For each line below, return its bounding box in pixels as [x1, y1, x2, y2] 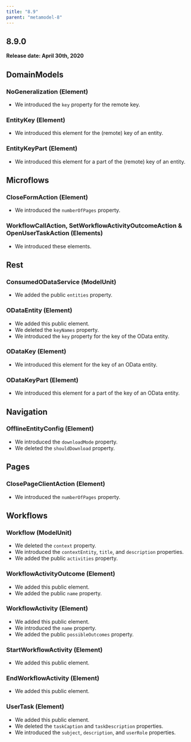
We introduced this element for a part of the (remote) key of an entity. [14, 158, 186, 165]
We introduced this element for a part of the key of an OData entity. [14, 389, 180, 397]
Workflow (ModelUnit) [6, 528, 72, 537]
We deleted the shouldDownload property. [14, 444, 115, 451]
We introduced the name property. [14, 624, 97, 632]
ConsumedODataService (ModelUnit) [6, 278, 117, 286]
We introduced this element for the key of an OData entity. [14, 361, 158, 368]
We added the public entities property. [14, 291, 113, 298]
